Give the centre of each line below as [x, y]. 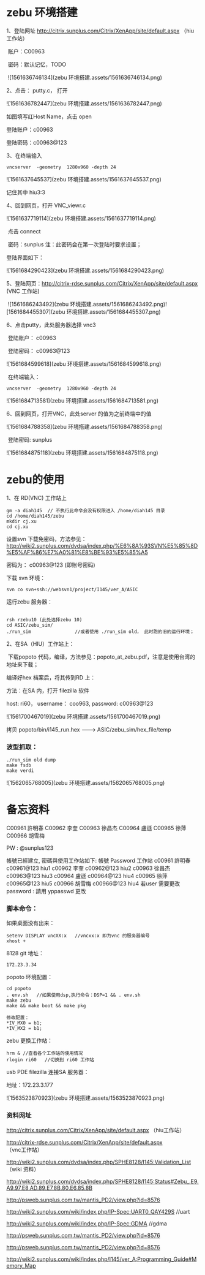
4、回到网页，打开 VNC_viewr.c [46, 205]
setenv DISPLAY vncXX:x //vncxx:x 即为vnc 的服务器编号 [78, 936]
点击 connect [24, 231]
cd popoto [19, 989]
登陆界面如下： [25, 257]
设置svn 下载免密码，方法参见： [47, 539]
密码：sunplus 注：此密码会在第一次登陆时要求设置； [75, 244]
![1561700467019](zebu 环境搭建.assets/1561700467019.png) [84, 716]
